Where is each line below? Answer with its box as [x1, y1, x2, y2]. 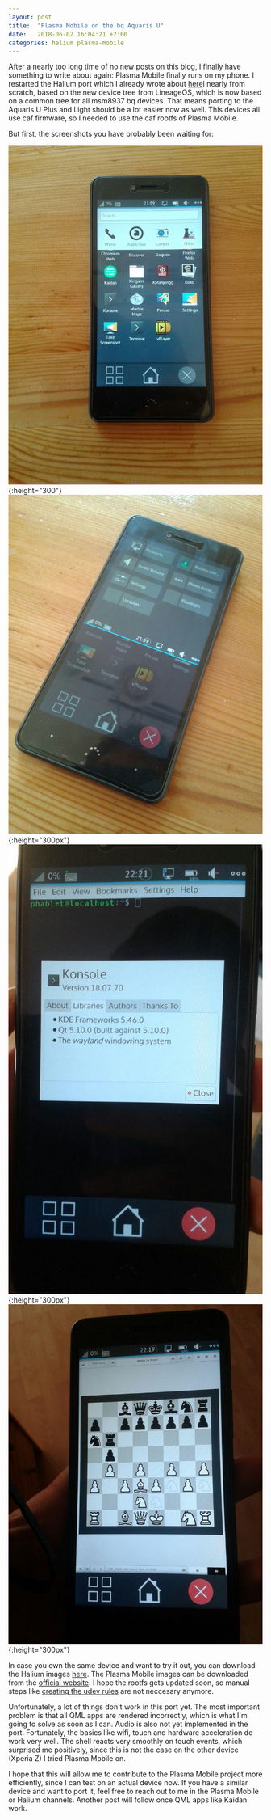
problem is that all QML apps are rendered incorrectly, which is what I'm [8, 1711, 248, 1721]
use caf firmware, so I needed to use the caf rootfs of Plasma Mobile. [8, 113, 239, 123]
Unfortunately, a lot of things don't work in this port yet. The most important [8, 1702, 261, 1712]
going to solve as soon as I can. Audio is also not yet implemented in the [8, 1719, 248, 1729]
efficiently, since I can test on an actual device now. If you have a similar [8, 1778, 248, 1788]
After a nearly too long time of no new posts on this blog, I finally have [8, 61, 241, 72]
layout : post [8, 13, 52, 21]
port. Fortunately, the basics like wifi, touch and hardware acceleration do [8, 1728, 253, 1738]
